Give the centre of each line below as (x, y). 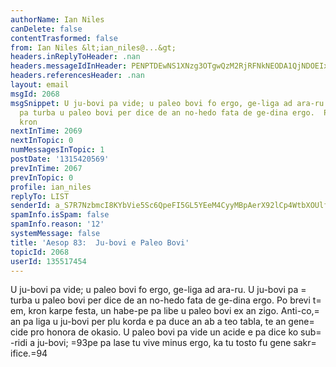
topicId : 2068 (40, 252)
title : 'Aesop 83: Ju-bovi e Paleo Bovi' (100, 242)
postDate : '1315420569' (60, 159)
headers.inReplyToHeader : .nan (75, 57)
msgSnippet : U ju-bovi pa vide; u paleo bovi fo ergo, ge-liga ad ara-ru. (169, 103)
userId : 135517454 (48, 261)
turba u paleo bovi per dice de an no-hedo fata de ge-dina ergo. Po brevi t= (166, 300)
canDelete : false (46, 29)
